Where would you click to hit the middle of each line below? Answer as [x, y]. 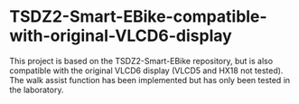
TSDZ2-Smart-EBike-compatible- [139, 17]
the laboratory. [37, 90]
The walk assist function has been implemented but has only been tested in [150, 80]
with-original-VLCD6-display [121, 36]
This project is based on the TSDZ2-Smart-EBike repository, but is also [141, 61]
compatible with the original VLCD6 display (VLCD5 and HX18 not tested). [146, 71]
